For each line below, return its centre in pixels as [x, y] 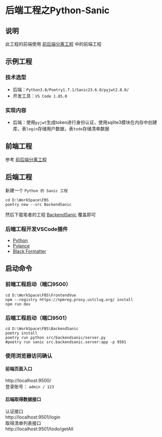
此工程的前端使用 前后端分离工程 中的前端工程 [53, 44]
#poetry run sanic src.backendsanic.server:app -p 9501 [66, 342]
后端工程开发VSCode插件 [36, 229]
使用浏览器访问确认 [29, 356]
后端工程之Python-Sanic [58, 10]
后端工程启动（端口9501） [38, 318]
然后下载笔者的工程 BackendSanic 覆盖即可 [50, 214]
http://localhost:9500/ [28, 380]
